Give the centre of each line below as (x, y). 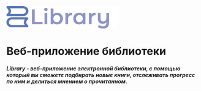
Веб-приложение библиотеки (86, 51)
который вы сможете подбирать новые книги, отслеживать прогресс (101, 75)
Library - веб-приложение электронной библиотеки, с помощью (93, 68)
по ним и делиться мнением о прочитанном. (67, 81)
